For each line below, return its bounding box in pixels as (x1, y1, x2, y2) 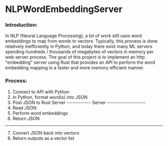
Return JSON (12, 115, 40, 121)
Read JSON (12, 104, 36, 111)
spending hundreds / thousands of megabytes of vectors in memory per (5, 49, 154, 55)
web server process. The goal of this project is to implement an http (5, 54, 145, 60)
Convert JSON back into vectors (12, 129, 79, 136)
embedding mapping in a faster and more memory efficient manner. (5, 65, 145, 71)
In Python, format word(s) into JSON (12, 94, 87, 100)
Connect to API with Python (12, 89, 69, 95)
